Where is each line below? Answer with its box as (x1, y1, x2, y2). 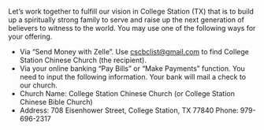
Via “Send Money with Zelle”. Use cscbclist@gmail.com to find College (19, 47, 250, 56)
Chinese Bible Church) (19, 98, 93, 106)
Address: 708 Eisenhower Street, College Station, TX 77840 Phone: (19, 106, 239, 115)
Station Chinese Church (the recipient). (19, 55, 147, 65)
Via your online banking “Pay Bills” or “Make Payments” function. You (19, 64, 246, 73)
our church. (19, 80, 58, 90)
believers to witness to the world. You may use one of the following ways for (8, 24, 256, 32)
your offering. (8, 32, 53, 41)
